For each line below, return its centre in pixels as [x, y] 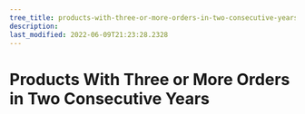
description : [34, 26]
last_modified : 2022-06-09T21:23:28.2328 [89, 34]
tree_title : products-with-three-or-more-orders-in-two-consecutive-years [154, 18]
